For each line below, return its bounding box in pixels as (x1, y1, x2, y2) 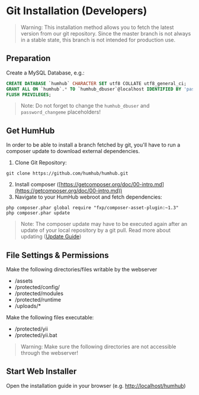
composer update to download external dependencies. (6, 148, 140, 155)
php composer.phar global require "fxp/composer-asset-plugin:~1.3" (6, 205, 179, 211)
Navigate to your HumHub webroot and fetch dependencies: (14, 193, 162, 200)
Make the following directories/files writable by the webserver (6, 266, 158, 273)
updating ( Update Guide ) (20, 233, 82, 240)
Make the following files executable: (6, 314, 94, 320)
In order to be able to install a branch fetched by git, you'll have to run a (6, 141, 181, 148)
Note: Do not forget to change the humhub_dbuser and (20, 102, 150, 109)
